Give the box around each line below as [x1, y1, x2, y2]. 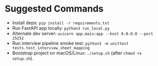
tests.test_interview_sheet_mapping [12, 45, 90, 50]
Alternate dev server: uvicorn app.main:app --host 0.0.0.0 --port [12, 30, 153, 36]
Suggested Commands [5, 3, 104, 15]
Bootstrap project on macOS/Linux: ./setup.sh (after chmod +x [12, 50, 142, 56]
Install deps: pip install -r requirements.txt [12, 20, 110, 26]
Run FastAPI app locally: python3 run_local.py [12, 25, 110, 31]
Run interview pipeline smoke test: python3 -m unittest [12, 40, 129, 46]
